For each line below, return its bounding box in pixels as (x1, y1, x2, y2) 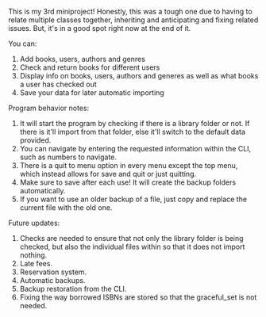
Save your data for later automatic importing (19, 88, 164, 97)
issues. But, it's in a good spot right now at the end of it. (8, 24, 191, 32)
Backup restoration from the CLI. (19, 285, 127, 293)
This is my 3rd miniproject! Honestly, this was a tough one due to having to (8, 7, 253, 16)
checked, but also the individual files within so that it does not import (19, 242, 245, 251)
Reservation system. (19, 267, 87, 277)
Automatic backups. (19, 276, 86, 285)
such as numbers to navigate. (19, 152, 118, 162)
